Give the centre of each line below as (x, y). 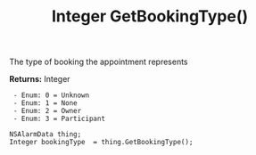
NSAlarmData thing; (45, 135)
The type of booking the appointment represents (99, 62)
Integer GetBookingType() (149, 16)
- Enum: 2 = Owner (47, 111)
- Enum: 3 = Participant (59, 119)
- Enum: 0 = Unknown (51, 95)
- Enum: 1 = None (45, 103)
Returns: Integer (40, 79)
